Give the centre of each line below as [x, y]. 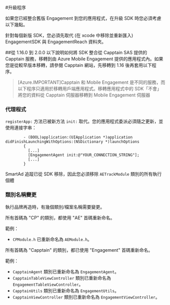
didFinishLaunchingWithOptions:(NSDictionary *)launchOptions [72, 142]
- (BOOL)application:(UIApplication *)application [78, 138]
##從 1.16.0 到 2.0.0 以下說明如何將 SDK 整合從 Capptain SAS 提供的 [76, 53]
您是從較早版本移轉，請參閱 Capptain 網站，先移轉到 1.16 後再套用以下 [79, 65]
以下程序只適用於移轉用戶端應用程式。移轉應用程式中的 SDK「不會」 [90, 89]
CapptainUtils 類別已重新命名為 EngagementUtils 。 [66, 290]
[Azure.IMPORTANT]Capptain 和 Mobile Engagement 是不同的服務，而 [91, 82]
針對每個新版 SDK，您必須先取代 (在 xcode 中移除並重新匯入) [69, 35]
